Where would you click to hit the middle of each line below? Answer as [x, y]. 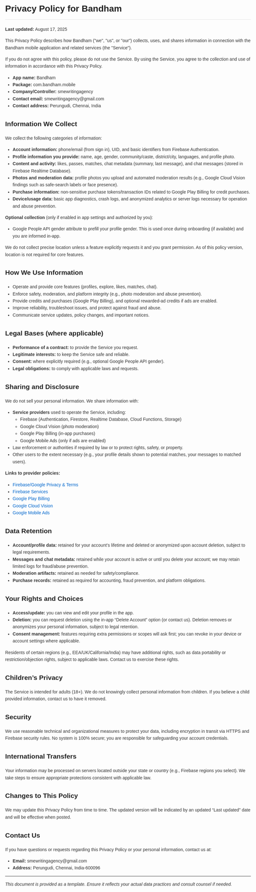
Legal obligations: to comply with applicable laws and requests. [76, 368]
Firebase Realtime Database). [42, 171]
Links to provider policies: [33, 473]
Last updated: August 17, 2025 [36, 29]
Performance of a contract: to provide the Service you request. [75, 347]
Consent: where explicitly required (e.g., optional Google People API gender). [88, 361]
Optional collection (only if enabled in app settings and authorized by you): [79, 217]
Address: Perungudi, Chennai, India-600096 [56, 868]
